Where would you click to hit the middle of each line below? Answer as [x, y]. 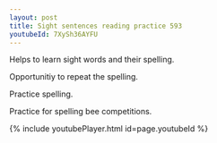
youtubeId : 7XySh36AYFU [54, 34]
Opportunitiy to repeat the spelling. [74, 77]
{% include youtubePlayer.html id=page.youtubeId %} [109, 129]
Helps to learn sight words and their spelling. [92, 60]
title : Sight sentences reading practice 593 [95, 26]
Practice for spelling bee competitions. [81, 112]
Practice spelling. [41, 94]
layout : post [34, 17]
